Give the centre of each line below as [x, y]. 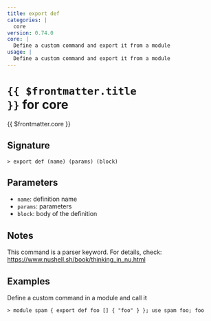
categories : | [27, 20]
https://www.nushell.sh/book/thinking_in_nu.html [76, 260]
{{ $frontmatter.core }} [39, 124]
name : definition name [47, 199]
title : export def [33, 13]
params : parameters [44, 206]
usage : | [20, 52]
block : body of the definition [57, 214]
